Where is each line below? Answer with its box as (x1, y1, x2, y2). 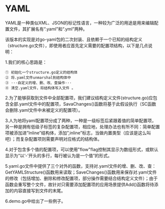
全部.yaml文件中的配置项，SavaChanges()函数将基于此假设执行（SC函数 (9, 101, 156, 107)
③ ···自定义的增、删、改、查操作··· (5, 80, 72, 85)
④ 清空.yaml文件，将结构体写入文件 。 (5, 86, 76, 90)
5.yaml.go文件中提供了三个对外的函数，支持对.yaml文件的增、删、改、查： (5, 163, 156, 169)
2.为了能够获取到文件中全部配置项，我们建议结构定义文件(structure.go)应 (5, 94, 153, 101)
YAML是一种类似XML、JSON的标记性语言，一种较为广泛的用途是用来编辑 (5, 20, 155, 26)
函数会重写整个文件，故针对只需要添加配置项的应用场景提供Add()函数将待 (5, 181, 155, 187)
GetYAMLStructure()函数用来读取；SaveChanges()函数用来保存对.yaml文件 (5, 169, 157, 175)
